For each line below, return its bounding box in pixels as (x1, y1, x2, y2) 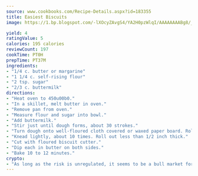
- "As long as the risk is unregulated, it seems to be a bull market (6, 161, 183, 167)
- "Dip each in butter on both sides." (6, 144, 104, 150)
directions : (6, 90, 35, 96)
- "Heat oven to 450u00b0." (6, 96, 75, 101)
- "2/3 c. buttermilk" (6, 84, 62, 91)
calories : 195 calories (6, 41, 65, 47)
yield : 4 (6, 30, 28, 36)
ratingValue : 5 (6, 36, 44, 42)
